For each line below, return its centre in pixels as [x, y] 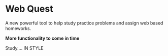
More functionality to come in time [42, 38]
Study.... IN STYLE [25, 48]
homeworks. [18, 28]
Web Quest [29, 9]
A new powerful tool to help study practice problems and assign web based [84, 23]
